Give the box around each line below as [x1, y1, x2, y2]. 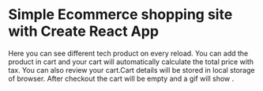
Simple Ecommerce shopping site [8, 6, 233, 24]
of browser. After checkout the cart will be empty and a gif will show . [8, 74, 235, 83]
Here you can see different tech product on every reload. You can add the [8, 48, 249, 58]
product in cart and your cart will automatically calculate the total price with [8, 57, 254, 66]
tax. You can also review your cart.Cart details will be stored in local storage [8, 65, 255, 74]
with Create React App [8, 22, 160, 40]
